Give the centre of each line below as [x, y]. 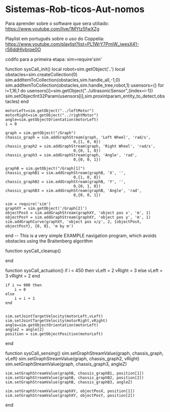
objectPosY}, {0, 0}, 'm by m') [39, 226]
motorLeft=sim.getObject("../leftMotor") [50, 111]
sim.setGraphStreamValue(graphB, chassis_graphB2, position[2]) [75, 377]
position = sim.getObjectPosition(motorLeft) [54, 334]
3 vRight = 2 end [23, 276]
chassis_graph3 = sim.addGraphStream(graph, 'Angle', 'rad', [71, 155]
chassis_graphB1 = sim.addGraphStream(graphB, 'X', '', [65, 173]
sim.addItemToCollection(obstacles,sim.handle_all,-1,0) [63, 80]
